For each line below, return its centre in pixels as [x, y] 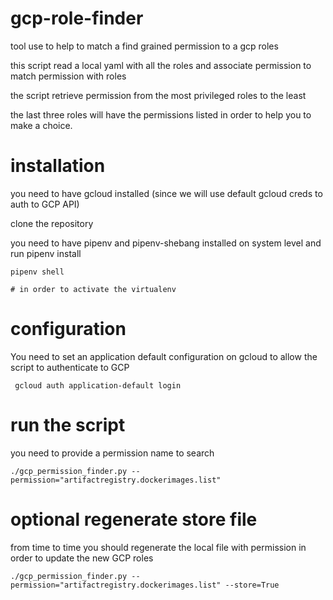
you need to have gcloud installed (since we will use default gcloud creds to [166, 193]
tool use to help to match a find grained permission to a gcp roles [144, 46]
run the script [68, 425]
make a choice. [41, 125]
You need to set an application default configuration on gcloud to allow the [164, 356]
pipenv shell [37, 272]
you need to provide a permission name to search [112, 453]
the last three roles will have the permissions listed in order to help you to [161, 114]
